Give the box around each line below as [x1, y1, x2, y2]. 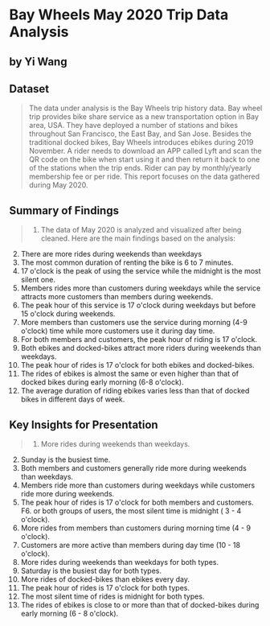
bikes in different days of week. [20, 394, 125, 404]
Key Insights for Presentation [9, 418, 159, 431]
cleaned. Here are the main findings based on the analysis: [40, 233, 236, 243]
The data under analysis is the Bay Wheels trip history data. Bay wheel [28, 103, 263, 113]
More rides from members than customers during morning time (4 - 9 [20, 523, 252, 533]
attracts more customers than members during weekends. [20, 292, 214, 302]
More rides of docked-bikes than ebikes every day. [20, 575, 190, 584]
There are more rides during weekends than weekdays [20, 249, 202, 259]
